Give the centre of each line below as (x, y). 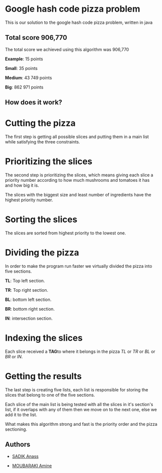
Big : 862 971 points (24, 87)
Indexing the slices (44, 338)
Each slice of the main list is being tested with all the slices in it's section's (79, 404)
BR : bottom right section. (30, 309)
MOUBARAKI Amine (32, 466)
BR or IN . (14, 356)
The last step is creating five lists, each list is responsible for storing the (77, 389)
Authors (18, 445)
